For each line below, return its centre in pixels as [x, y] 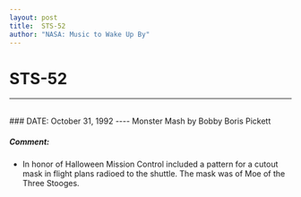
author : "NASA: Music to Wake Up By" [80, 34]
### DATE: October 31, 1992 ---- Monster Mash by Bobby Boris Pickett [140, 121]
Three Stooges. [51, 184]
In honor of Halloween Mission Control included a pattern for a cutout [150, 164]
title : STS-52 [38, 26]
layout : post [34, 17]
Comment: [30, 141]
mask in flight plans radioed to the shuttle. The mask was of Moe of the [154, 174]
